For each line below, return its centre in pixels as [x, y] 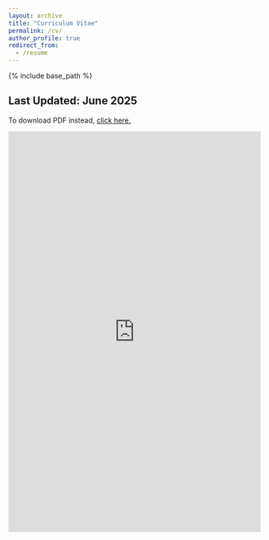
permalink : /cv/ [35, 30]
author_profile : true [44, 38]
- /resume [32, 53]
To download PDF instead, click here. [70, 120]
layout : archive [35, 16]
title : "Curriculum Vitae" [53, 23]
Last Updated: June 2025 [73, 101]
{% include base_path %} [50, 76]
